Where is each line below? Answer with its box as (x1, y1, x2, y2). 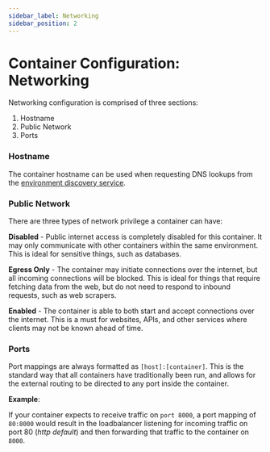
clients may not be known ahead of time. (8, 324, 143, 333)
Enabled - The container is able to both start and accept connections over (8, 306, 255, 316)
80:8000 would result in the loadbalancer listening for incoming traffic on (8, 419, 248, 429)
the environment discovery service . (8, 178, 127, 187)
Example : (8, 395, 40, 404)
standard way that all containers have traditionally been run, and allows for (8, 370, 256, 380)
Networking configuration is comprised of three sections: (8, 98, 199, 107)
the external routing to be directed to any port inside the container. (8, 379, 230, 388)
